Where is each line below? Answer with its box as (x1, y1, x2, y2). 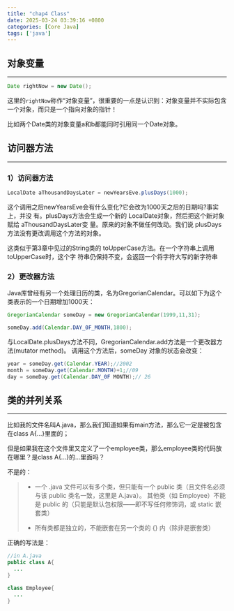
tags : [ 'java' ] (7, 29, 52, 37)
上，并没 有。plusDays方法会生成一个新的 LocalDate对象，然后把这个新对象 (7, 211, 225, 220)
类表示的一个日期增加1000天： (7, 297, 95, 306)
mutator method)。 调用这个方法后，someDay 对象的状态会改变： (15, 346, 204, 355)
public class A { (7, 559, 54, 566)
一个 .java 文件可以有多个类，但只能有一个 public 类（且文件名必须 (34, 483, 226, 491)
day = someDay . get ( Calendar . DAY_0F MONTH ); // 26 (7, 373, 151, 381)
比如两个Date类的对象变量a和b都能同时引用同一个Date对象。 (7, 119, 182, 128)
